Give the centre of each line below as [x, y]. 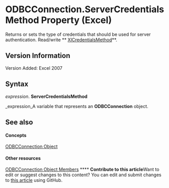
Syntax [17, 84]
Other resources [23, 158]
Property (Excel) [76, 20]
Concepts [16, 135]
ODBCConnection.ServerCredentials [85, 9]
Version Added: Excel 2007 [34, 68]
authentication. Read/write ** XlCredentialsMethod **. [61, 40]
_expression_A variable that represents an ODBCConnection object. [77, 106]
